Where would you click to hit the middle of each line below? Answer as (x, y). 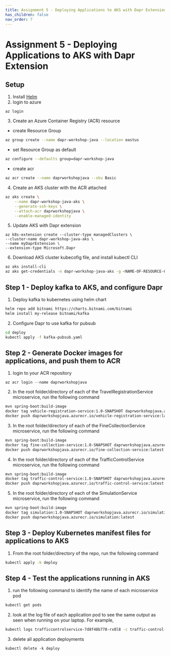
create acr (23, 169)
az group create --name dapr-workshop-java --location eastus (72, 140)
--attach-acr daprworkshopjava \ (50, 211)
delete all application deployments (48, 639)
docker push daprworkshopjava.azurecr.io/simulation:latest (70, 517)
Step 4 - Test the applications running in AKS (78, 578)
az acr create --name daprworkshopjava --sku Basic (61, 178)
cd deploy (16, 333)
